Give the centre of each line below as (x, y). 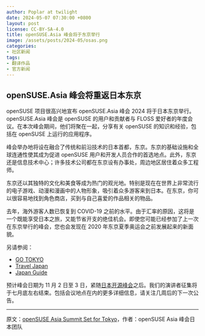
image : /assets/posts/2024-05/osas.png (57, 40)
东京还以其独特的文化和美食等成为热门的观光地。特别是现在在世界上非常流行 (103, 183)
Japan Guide (31, 272)
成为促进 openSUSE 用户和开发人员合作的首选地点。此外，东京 (117, 155)
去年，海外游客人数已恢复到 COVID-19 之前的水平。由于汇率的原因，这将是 (100, 211)
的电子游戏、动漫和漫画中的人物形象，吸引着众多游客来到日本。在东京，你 (100, 191)
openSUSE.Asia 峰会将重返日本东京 (74, 95)
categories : (21, 47)
